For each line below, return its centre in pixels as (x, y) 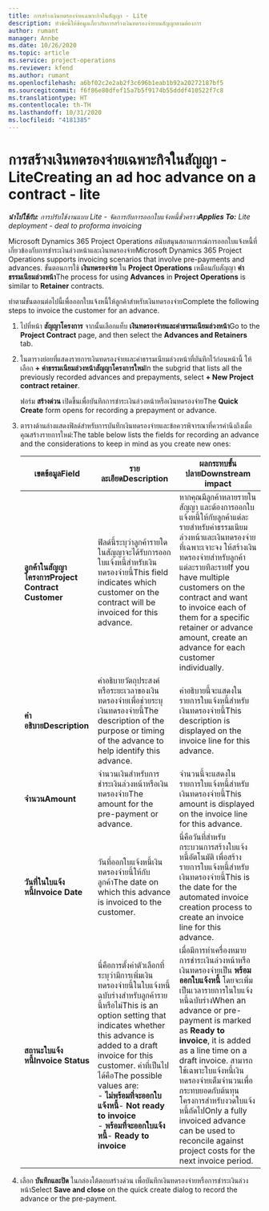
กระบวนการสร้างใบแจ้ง (213, 847)
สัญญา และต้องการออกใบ (217, 507)
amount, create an (213, 637)
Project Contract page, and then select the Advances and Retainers (134, 334)
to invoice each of (213, 607)
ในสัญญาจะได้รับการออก (134, 552)
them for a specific (215, 617)
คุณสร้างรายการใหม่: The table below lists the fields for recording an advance (139, 435)
